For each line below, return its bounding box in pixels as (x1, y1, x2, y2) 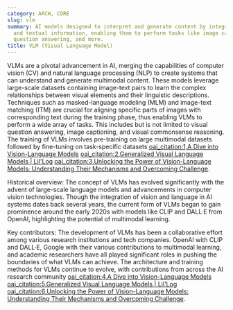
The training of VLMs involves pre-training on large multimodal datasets (7, 135, 213, 143)
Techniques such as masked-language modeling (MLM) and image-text (7, 98, 212, 106)
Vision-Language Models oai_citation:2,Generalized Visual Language (7, 150, 204, 158)
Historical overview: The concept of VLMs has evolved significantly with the (7, 178, 224, 186)
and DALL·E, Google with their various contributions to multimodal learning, (7, 243, 222, 251)
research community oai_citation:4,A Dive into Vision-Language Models (7, 273, 212, 281)
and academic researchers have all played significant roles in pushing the (7, 250, 217, 259)
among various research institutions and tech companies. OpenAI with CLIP (7, 236, 223, 243)
